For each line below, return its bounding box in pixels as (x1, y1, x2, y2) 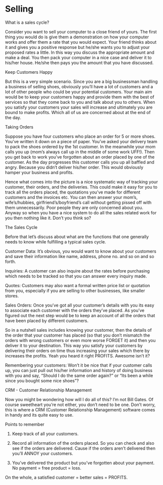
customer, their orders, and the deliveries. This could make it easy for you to (5, 184, 158, 190)
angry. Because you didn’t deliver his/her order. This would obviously (5, 164, 144, 170)
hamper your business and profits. (5, 169, 74, 175)
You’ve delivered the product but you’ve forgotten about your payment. (12, 460, 155, 466)
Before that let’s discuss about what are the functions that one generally (5, 234, 149, 240)
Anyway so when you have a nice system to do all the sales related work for (5, 210, 157, 215)
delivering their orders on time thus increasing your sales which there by (5, 348, 150, 354)
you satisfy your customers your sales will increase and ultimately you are (5, 104, 153, 110)
